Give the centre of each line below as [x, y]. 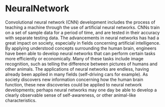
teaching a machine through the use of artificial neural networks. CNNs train [82, 27]
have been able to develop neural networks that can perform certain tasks [80, 53]
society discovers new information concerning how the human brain [74, 80]
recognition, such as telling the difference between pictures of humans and [81, 64]
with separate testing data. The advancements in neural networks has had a [82, 38]
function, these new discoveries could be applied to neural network [73, 84]
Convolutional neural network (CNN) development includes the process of [80, 22]
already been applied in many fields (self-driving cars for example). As [77, 74]
